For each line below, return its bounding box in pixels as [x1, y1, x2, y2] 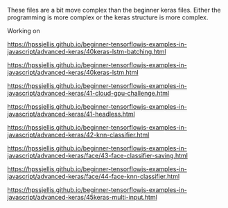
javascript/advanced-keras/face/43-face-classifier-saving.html [7, 152, 188, 159]
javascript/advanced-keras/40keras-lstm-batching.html [7, 48, 166, 55]
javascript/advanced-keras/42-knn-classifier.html [7, 131, 150, 139]
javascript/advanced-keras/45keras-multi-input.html [7, 193, 157, 201]
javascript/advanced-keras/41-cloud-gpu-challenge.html [7, 89, 170, 97]
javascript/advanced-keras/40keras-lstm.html [7, 69, 139, 76]
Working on [7, 27, 40, 35]
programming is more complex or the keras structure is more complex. [7, 13, 209, 21]
